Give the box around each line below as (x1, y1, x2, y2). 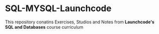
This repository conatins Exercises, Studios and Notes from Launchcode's (5, 19, 155, 25)
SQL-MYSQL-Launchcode (5, 3, 112, 14)
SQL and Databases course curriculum (5, 24, 84, 30)
